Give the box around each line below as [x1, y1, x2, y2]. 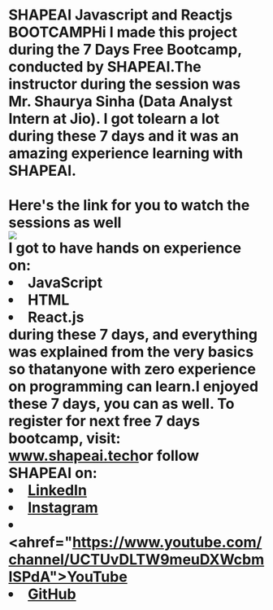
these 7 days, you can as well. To [8, 395, 235, 413]
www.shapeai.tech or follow [8, 446, 200, 465]
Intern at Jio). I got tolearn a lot [8, 110, 219, 128]
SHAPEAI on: [8, 464, 97, 482]
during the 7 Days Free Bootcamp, [8, 41, 242, 59]
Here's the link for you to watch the [8, 196, 250, 215]
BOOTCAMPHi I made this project [8, 23, 238, 42]
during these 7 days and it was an [8, 127, 240, 146]
